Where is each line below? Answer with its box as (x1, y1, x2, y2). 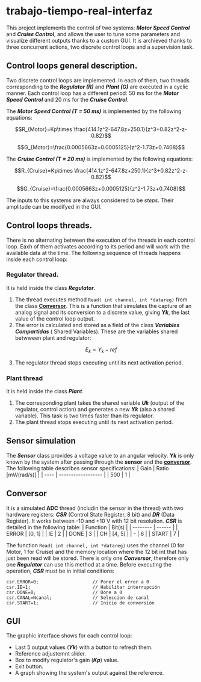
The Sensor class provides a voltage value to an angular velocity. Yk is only (6, 452, 194, 459)
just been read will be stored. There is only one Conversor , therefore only (6, 555, 189, 562)
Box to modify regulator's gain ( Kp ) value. (14, 657, 119, 664)
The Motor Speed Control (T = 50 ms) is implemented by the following (6, 107, 182, 115)
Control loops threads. (6, 221, 92, 231)
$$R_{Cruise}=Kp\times (14, 167, 73, 174)
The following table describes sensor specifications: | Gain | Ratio (6, 464, 169, 472)
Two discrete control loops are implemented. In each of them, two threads (6, 76, 190, 84)
